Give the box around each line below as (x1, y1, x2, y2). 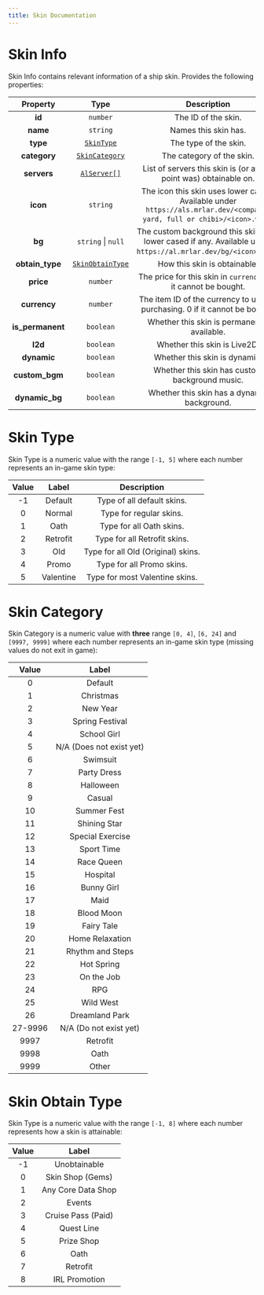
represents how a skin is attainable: (8, 1127, 123, 1137)
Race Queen (77, 857, 123, 868)
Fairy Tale (82, 921, 118, 932)
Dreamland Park (70, 1010, 130, 1021)
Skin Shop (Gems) (46, 1171, 113, 1182)
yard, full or (142, 214, 196, 223)
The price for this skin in (137, 271, 228, 282)
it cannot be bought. (170, 281, 246, 292)
